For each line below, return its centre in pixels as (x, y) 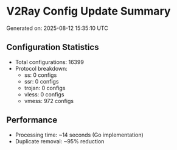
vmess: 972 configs (49, 101)
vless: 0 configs (44, 94)
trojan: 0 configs (45, 88)
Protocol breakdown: (41, 68)
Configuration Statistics (53, 47)
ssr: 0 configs (41, 81)
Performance (32, 120)
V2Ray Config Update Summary (88, 11)
